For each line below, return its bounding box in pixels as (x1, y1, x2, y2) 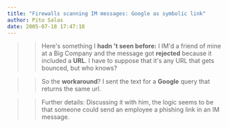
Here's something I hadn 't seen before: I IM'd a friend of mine (41, 42, 222, 51)
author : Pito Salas (7, 17, 64, 24)
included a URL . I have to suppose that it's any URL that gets (41, 57, 215, 65)
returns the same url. (41, 84, 102, 93)
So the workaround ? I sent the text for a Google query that (41, 77, 210, 86)
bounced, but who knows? (41, 64, 118, 73)
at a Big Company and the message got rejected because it (41, 49, 212, 57)
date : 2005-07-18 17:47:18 (7, 23, 85, 30)
